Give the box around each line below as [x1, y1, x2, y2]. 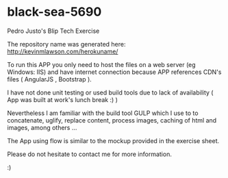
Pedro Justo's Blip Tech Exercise [7, 27, 100, 35]
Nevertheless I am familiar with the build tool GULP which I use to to [7, 109, 199, 117]
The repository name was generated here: [7, 40, 126, 48]
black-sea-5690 [7, 4, 102, 20]
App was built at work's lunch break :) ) [7, 95, 118, 103]
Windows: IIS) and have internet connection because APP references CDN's [7, 68, 222, 76]
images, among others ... [7, 123, 77, 131]
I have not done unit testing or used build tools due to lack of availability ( [7, 88, 214, 97]
